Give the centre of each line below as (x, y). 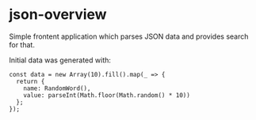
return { (31, 81)
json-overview (58, 15)
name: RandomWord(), (57, 88)
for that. (22, 44)
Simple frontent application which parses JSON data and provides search (129, 36)
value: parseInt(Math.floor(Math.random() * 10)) (107, 95)
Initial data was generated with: (60, 60)
